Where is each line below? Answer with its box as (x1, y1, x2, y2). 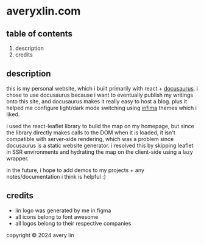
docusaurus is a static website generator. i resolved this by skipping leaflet (6, 142, 194, 149)
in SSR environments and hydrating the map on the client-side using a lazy (6, 148, 194, 156)
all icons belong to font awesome (15, 213, 99, 220)
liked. (6, 111, 20, 118)
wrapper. (6, 154, 29, 162)
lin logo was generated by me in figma (15, 207, 111, 214)
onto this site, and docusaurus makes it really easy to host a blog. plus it (6, 97, 188, 105)
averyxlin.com (6, 4, 81, 18)
